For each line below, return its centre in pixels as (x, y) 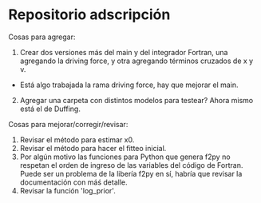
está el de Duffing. (50, 109)
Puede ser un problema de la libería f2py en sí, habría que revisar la (131, 173)
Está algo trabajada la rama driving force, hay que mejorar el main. (129, 85)
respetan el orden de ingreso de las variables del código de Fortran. (131, 165)
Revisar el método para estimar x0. (77, 139)
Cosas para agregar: (42, 37)
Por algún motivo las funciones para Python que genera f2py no (125, 157)
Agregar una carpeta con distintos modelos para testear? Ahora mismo (136, 100)
